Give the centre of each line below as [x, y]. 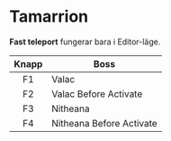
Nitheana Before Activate [104, 123]
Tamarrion [49, 17]
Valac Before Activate [97, 94]
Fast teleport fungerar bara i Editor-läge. [85, 42]
